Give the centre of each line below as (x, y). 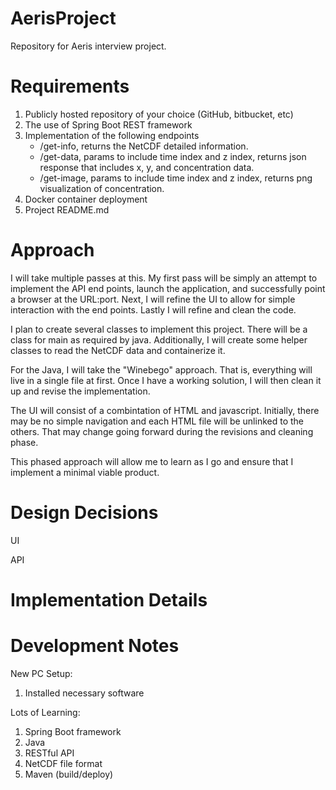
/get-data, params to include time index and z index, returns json (173, 156)
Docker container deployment (86, 199)
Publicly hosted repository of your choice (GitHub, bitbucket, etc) (159, 114)
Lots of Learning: (45, 712)
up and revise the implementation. (80, 391)
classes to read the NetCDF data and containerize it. (118, 350)
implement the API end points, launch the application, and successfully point (168, 288)
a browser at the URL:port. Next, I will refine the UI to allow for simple (153, 299)
